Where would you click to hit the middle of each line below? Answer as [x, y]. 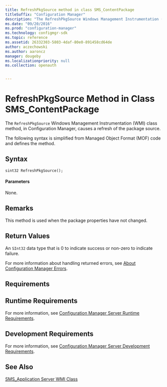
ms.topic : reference [27, 38]
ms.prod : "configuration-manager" [41, 28]
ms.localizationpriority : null [38, 61]
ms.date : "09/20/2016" [29, 24]
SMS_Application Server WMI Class [42, 379]
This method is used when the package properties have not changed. [76, 220]
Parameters [17, 182]
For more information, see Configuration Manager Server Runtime [72, 313]
